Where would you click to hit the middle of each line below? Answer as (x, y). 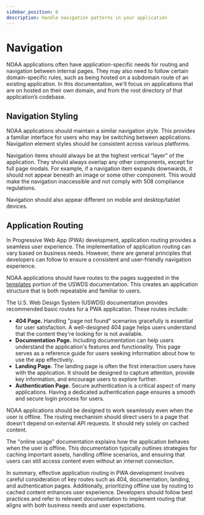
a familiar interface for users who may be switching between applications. (99, 137)
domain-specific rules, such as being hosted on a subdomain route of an (97, 77)
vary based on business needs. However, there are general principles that (99, 253)
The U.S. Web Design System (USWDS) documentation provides (87, 303)
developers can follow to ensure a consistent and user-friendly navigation (99, 260)
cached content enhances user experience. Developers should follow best (100, 492)
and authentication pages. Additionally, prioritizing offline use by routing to (100, 486)
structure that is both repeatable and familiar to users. (74, 291)
